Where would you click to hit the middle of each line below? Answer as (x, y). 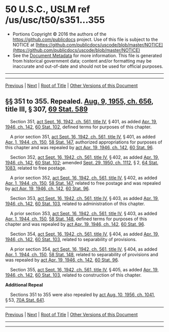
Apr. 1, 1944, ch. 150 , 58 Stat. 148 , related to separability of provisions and (82, 254)
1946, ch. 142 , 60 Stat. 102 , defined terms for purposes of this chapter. (78, 127)
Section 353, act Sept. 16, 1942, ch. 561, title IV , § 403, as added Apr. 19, (84, 198)
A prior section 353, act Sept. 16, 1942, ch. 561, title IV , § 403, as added (83, 213)
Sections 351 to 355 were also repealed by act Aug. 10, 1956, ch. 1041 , (82, 295)
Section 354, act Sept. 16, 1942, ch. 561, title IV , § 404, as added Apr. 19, (84, 234)
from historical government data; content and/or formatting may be (82, 61)
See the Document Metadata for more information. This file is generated (87, 55)
